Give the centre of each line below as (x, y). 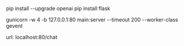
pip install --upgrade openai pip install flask (58, 8)
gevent (15, 26)
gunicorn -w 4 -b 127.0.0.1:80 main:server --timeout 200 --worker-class (92, 20)
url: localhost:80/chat (32, 37)
